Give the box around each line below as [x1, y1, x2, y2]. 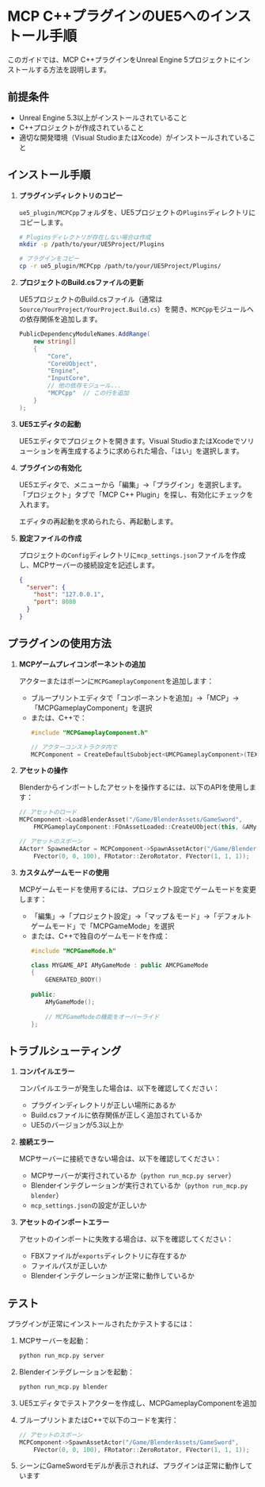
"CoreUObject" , [47, 359, 98, 367]
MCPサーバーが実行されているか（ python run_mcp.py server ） [30, 1171, 236, 1181]
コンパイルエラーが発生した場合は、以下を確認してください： [18, 1084, 220, 1093]
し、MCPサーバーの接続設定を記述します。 [18, 560, 160, 570]
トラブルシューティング [7, 1044, 122, 1058]
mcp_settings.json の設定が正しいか [30, 1201, 147, 1210]
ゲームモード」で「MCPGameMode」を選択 [30, 921, 175, 931]
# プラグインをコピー [18, 255, 80, 263]
